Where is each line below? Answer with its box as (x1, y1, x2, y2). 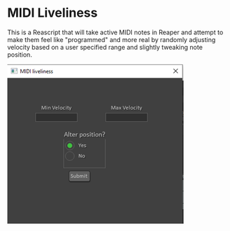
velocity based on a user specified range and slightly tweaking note (7, 43, 203, 51)
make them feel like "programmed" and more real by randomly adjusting (7, 35, 216, 43)
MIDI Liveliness (7, 5, 98, 21)
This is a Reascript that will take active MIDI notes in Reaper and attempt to (7, 28, 224, 36)
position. (7, 50, 33, 59)
